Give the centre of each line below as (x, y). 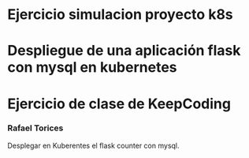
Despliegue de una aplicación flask (124, 51)
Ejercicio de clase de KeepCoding (119, 103)
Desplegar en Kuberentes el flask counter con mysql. (93, 145)
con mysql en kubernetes (92, 68)
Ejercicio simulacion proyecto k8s (120, 15)
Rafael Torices (35, 128)
